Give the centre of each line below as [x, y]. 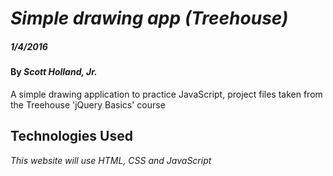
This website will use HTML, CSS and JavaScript [111, 160]
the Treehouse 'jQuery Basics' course [88, 104]
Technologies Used [71, 136]
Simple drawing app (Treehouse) [149, 18]
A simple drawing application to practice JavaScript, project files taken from [166, 94]
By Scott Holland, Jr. [54, 72]
